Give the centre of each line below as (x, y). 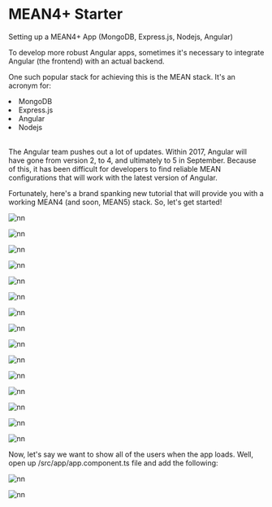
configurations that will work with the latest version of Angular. (113, 177)
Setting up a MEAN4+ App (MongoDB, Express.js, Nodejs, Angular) (121, 37)
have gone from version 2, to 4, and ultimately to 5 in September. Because (132, 160)
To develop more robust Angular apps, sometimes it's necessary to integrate (136, 52)
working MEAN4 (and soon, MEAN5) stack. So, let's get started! (115, 202)
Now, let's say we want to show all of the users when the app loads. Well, (131, 454)
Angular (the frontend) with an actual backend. (86, 61)
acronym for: (30, 85)
